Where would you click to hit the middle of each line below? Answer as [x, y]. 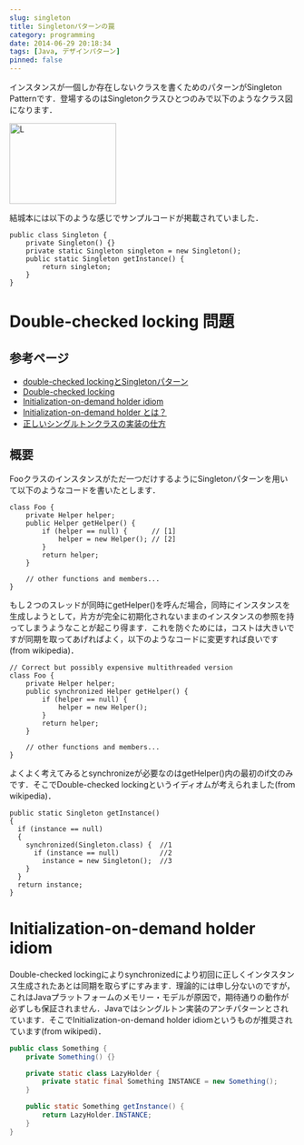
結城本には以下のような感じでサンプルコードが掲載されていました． [136, 218]
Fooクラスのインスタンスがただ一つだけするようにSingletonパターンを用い [149, 478]
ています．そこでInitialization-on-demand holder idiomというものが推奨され [151, 1019]
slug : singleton [40, 18]
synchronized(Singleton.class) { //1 [99, 845]
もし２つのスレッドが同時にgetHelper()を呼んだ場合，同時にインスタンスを [150, 605]
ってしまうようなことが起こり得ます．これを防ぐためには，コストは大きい [148, 628]
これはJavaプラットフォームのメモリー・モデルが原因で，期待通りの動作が [149, 997]
